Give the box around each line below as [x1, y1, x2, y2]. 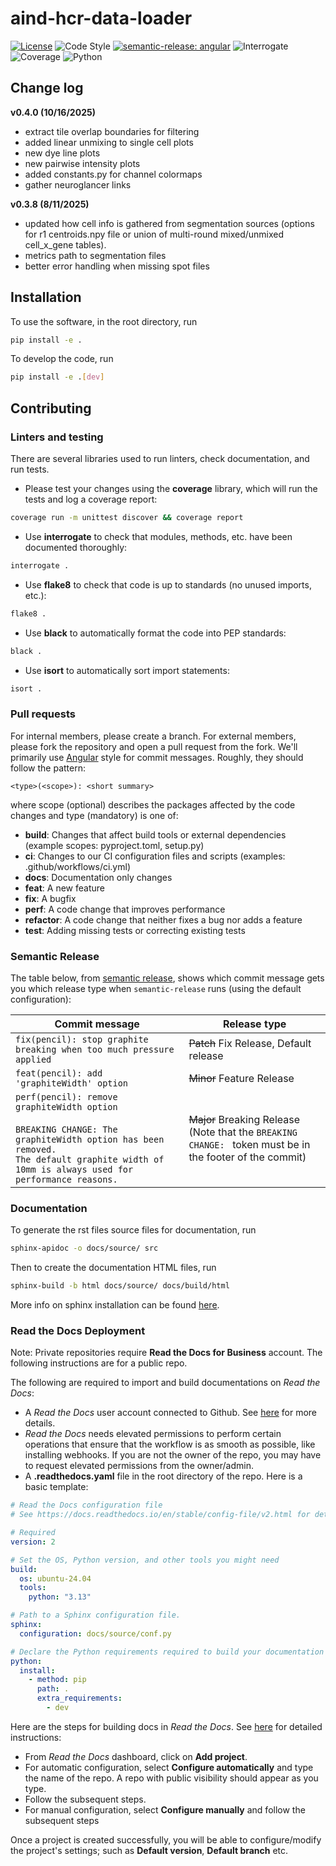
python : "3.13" [28, 1592, 92, 1602]
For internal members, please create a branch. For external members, [10, 730, 297, 742]
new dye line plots [24, 147, 101, 159]
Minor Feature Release [188, 1071, 295, 1085]
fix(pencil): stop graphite [15, 1033, 149, 1045]
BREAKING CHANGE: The [15, 1123, 118, 1135]
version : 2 [10, 1537, 56, 1547]
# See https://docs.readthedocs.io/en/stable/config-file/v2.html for [10, 1510, 311, 1520]
